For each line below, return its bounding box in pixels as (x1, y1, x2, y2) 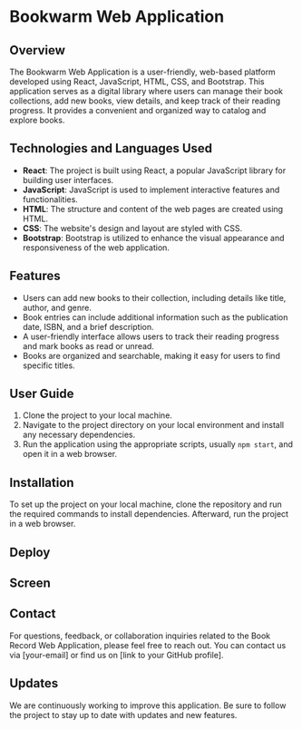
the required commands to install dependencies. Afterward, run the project (9, 509, 288, 520)
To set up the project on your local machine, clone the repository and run (9, 499, 283, 510)
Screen (9, 576, 52, 591)
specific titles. (22, 360, 75, 371)
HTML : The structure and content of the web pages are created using (22, 203, 284, 214)
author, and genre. (22, 302, 93, 313)
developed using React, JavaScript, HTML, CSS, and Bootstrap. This (9, 76, 265, 87)
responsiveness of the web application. (22, 242, 170, 253)
